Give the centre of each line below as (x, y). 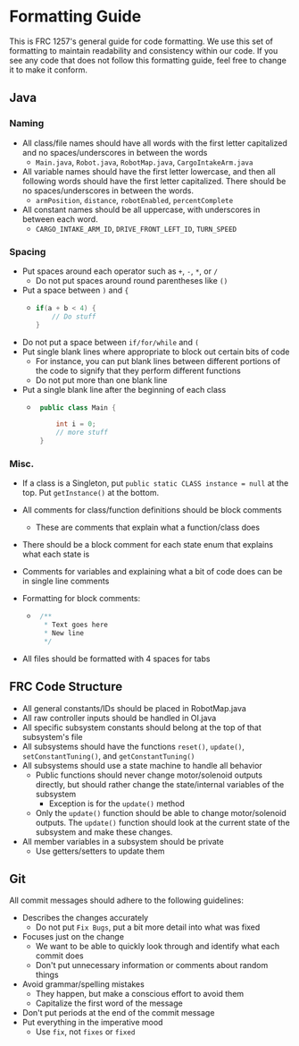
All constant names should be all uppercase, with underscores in (141, 209)
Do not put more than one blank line (101, 380)
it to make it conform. (48, 70)
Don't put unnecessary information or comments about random (152, 965)
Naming (27, 123)
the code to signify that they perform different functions (138, 370)
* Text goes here (76, 625)
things (47, 975)
